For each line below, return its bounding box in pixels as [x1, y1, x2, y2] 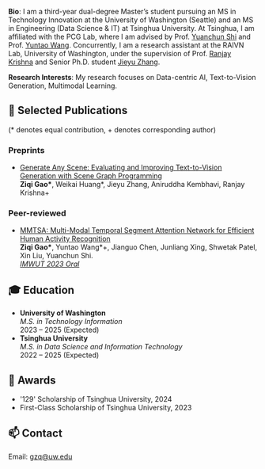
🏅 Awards [8, 373, 57, 387]
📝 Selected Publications [8, 104, 128, 117]
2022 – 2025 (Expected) [19, 350, 100, 360]
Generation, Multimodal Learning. [8, 81, 117, 90]
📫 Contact [8, 427, 63, 440]
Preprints [8, 144, 45, 155]
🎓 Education [8, 283, 75, 296]
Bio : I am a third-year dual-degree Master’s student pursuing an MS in [8, 7, 237, 16]
